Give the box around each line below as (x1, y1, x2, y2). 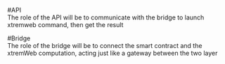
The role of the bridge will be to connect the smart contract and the (7, 42, 202, 49)
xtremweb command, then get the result (7, 21, 124, 29)
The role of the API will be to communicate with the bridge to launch (7, 13, 205, 22)
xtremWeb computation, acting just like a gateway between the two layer (7, 49, 218, 57)
